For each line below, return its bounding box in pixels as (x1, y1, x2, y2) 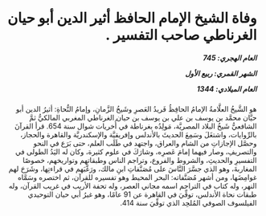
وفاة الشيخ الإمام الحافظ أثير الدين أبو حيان (6, 9, 257, 27)
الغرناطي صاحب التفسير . (104, 26, 257, 44)
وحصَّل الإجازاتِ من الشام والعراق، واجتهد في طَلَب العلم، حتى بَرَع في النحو (33, 138, 257, 149)
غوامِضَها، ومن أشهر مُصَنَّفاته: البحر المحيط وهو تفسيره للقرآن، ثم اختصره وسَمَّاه (18, 173, 257, 182)
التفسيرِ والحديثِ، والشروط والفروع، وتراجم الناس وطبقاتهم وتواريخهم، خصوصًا (22, 156, 257, 165)
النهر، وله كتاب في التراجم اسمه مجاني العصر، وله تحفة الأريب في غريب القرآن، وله (8, 181, 257, 191)
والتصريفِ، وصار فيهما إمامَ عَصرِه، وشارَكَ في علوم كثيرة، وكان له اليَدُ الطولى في (14, 147, 257, 157)
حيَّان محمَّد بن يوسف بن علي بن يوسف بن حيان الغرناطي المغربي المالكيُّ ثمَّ (29, 113, 257, 123)
